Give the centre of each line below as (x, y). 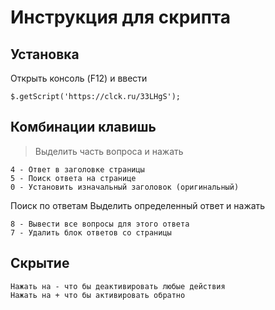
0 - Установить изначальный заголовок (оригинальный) (125, 187)
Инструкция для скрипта (121, 17)
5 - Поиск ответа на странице (73, 178)
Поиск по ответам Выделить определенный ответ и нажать (138, 205)
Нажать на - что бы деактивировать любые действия (118, 286)
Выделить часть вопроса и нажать (109, 151)
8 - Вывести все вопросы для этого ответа (100, 224)
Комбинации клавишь (83, 127)
